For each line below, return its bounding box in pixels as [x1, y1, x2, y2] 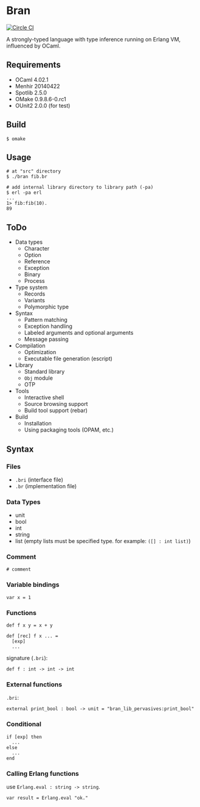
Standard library [24, 368, 65, 375]
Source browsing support [24, 400, 88, 408]
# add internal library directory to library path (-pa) [6, 184, 154, 191]
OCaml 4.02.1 [15, 76, 49, 83]
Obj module [24, 374, 53, 382]
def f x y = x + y [6, 622, 53, 628]
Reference [24, 258, 50, 265]
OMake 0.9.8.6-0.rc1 [15, 95, 66, 102]
